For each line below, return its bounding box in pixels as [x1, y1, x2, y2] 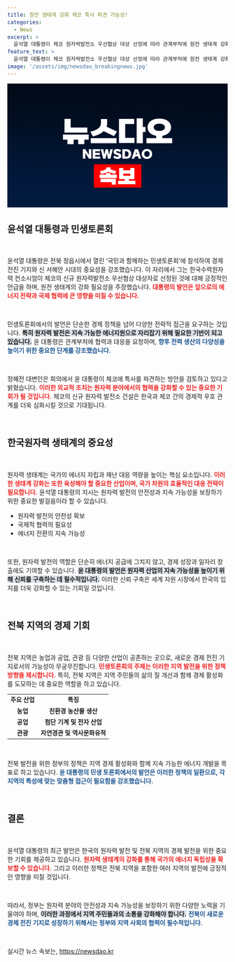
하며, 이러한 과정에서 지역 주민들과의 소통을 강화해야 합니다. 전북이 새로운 [25, 909, 224, 918]
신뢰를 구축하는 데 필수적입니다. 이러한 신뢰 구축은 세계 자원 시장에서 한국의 [14, 575, 219, 583]
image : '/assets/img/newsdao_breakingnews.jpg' [7, 63, 149, 70]
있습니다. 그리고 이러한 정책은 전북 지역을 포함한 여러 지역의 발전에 [27, 863, 208, 872]
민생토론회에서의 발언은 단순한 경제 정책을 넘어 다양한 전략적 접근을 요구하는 [7, 320, 215, 328]
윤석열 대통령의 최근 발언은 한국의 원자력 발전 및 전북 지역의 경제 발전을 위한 [7, 846, 215, 854]
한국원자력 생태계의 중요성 [7, 437, 113, 449]
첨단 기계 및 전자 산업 [44, 718, 103, 726]
